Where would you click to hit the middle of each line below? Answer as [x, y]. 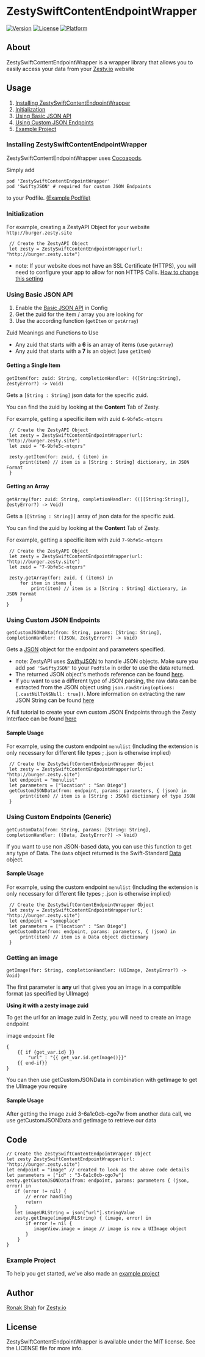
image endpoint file [31, 1036]
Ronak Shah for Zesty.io [36, 1308]
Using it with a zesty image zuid [47, 1005]
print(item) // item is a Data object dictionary [84, 937]
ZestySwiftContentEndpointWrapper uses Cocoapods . [74, 158]
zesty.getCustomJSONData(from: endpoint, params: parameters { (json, [98, 1181]
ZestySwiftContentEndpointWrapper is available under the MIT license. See [101, 1342]
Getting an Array [28, 486]
